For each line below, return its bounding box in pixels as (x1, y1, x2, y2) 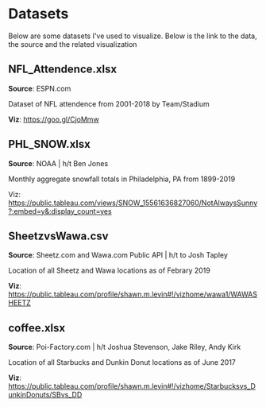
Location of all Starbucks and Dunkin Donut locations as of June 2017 (8, 358, 237, 367)
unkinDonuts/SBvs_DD (8, 390, 83, 400)
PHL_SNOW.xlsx (8, 138, 91, 151)
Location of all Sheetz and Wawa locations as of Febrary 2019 (8, 266, 210, 275)
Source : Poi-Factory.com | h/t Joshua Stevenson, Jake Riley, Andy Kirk (8, 343, 241, 352)
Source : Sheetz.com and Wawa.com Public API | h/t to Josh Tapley (8, 250, 229, 260)
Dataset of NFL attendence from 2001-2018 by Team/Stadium (8, 99, 210, 108)
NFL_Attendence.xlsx (8, 63, 118, 76)
